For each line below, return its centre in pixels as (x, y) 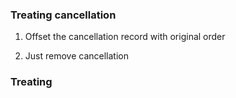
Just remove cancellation (76, 56)
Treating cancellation (63, 15)
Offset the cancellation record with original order (125, 37)
